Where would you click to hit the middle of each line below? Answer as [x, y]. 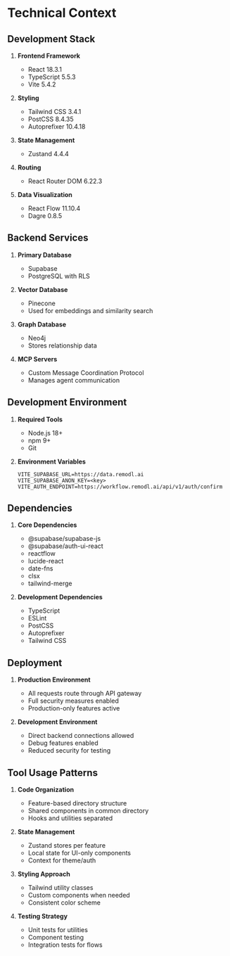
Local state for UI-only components [79, 853]
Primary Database [44, 255]
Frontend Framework [49, 56]
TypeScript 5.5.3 [52, 77]
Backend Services [48, 238]
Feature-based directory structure [77, 803]
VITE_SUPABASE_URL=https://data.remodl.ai [81, 474]
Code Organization [46, 790]
